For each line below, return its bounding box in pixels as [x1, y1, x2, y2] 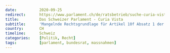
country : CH [5, 26, 44, 31]
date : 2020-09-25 [5, 7, 62, 13]
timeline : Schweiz [5, 31, 56, 36]
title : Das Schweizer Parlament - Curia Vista [5, 17, 123, 22]
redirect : [5, 12, 26, 17]
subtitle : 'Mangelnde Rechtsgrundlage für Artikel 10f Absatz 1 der [5, 21, 164, 27]
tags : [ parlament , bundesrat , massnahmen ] [5, 40, 116, 45]
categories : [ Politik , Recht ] [5, 36, 76, 41]
